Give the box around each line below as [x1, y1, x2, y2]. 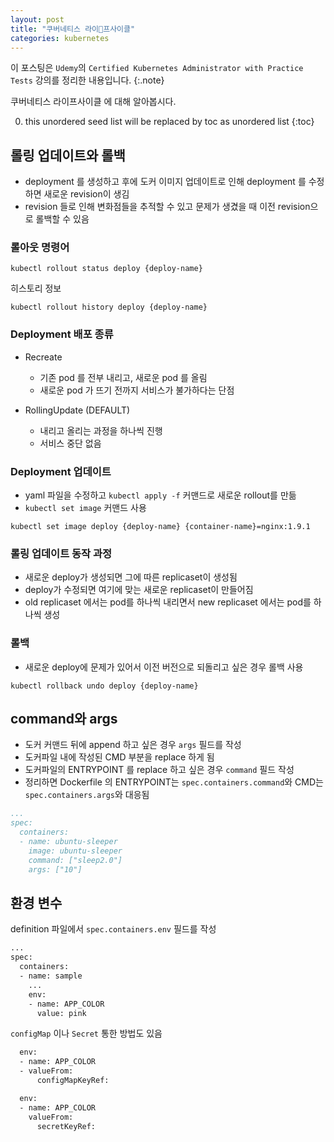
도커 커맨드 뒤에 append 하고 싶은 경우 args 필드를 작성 [24, 739, 242, 751]
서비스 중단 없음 [39, 437, 102, 449]
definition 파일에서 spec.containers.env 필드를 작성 [10, 923, 217, 935]
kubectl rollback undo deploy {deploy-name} [10, 681, 199, 691]
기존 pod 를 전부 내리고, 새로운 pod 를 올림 [39, 371, 208, 383]
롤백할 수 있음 [35, 213, 90, 225]
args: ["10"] [28, 864, 83, 875]
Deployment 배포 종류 [10, 327, 114, 341]
